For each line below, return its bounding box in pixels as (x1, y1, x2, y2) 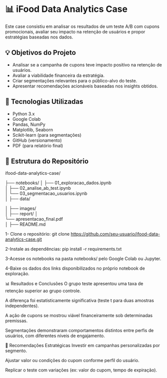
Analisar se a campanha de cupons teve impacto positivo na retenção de (12, 61, 162, 67)
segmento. (5, 348, 27, 354)
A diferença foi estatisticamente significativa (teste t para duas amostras (5, 298, 155, 304)
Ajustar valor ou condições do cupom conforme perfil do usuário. (5, 358, 140, 364)
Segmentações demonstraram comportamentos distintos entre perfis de (5, 328, 154, 334)
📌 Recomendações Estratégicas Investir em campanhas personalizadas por (5, 343, 161, 349)
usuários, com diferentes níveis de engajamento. (5, 333, 105, 339)
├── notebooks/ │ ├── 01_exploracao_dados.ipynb (5, 180, 112, 186)
